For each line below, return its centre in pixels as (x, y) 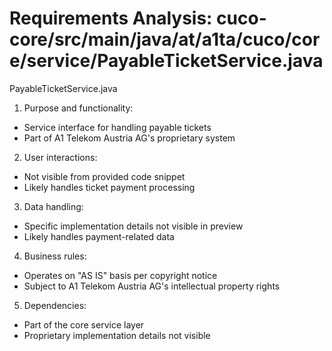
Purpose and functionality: (78, 108)
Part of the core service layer (84, 324)
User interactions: (60, 157)
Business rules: (55, 256)
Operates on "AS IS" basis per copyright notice (120, 275)
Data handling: (53, 206)
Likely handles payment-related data (99, 236)
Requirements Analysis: (111, 18)
